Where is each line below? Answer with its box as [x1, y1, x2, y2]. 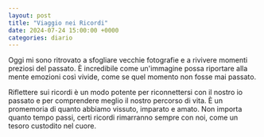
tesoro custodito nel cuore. [8, 121, 97, 131]
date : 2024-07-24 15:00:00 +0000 [8, 26, 119, 34]
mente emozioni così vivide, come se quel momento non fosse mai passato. [8, 72, 257, 82]
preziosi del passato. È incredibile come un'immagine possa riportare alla [8, 64, 248, 74]
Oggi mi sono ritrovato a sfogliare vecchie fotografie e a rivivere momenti [8, 55, 248, 65]
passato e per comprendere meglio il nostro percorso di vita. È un [8, 96, 223, 105]
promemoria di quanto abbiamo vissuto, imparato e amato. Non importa [8, 105, 243, 114]
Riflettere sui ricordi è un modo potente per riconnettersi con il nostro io [8, 88, 243, 97]
